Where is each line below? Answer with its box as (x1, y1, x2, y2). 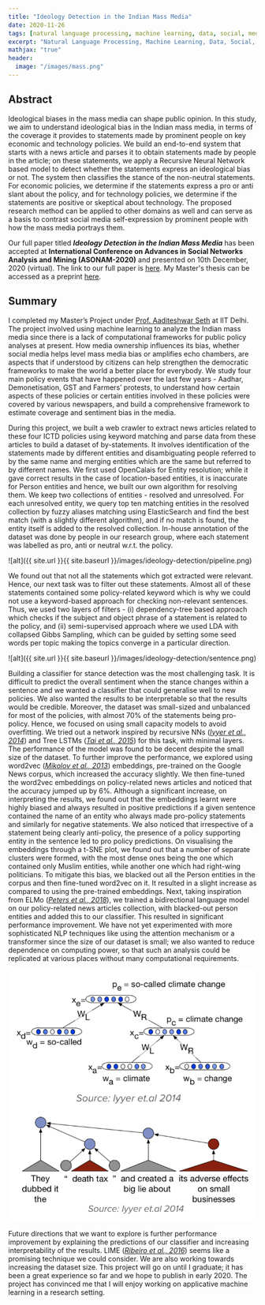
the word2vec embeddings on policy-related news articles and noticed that (8, 777, 252, 787)
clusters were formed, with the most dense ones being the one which (8, 853, 234, 862)
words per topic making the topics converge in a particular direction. (8, 638, 231, 647)
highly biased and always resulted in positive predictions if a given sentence (8, 802, 256, 812)
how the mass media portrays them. (8, 222, 125, 232)
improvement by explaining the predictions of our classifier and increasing (8, 1237, 250, 1247)
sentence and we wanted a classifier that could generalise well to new (8, 685, 237, 694)
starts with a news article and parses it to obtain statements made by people (8, 147, 256, 157)
